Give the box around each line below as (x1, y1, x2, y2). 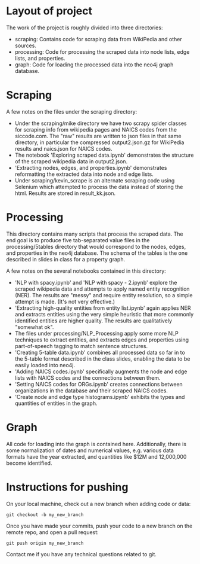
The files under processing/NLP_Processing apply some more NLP (14, 330, 179, 337)
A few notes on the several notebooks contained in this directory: (6, 267, 167, 275)
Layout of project (6, 4, 92, 18)
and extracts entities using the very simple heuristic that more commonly (14, 310, 194, 318)
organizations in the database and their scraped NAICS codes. (14, 387, 168, 394)
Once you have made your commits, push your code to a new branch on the (6, 522, 193, 529)
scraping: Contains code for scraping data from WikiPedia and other (14, 35, 183, 42)
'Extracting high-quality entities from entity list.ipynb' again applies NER (14, 304, 191, 312)
